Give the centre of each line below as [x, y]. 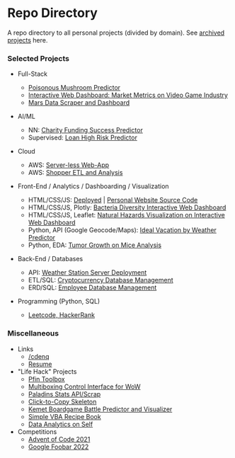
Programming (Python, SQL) [59, 302]
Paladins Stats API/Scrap [64, 394]
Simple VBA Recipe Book [64, 416]
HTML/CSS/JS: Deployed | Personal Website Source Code [113, 200]
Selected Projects [38, 58]
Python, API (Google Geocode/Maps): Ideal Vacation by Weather [122, 230]
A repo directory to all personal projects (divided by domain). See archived [116, 33]
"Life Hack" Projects [47, 371]
